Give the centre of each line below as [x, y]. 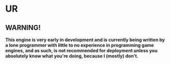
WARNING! [23, 28]
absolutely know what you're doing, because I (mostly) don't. [72, 56]
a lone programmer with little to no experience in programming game [80, 45]
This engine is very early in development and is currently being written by [85, 40]
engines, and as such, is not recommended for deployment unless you [81, 51]
